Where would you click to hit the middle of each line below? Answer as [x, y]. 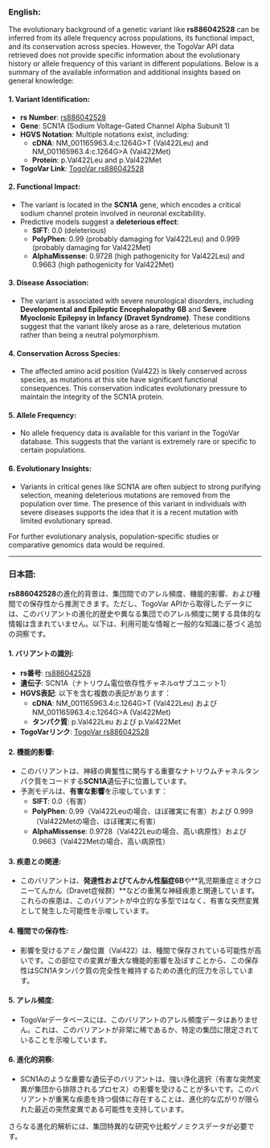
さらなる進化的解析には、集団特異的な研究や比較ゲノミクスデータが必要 [128, 1126]
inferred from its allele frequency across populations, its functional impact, [131, 38]
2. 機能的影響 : [31, 752]
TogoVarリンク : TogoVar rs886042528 [84, 732]
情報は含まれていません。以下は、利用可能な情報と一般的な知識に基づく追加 [135, 623]
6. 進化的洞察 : [31, 1060]
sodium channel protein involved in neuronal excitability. [113, 213]
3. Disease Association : [49, 283]
